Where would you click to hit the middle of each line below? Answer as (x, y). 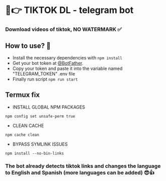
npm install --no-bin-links (35, 153)
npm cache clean (22, 135)
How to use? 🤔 (28, 46)
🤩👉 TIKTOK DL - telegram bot (69, 10)
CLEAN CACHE (28, 125)
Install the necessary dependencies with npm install (67, 58)
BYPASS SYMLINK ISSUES (40, 144)
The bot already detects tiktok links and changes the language (83, 166)
